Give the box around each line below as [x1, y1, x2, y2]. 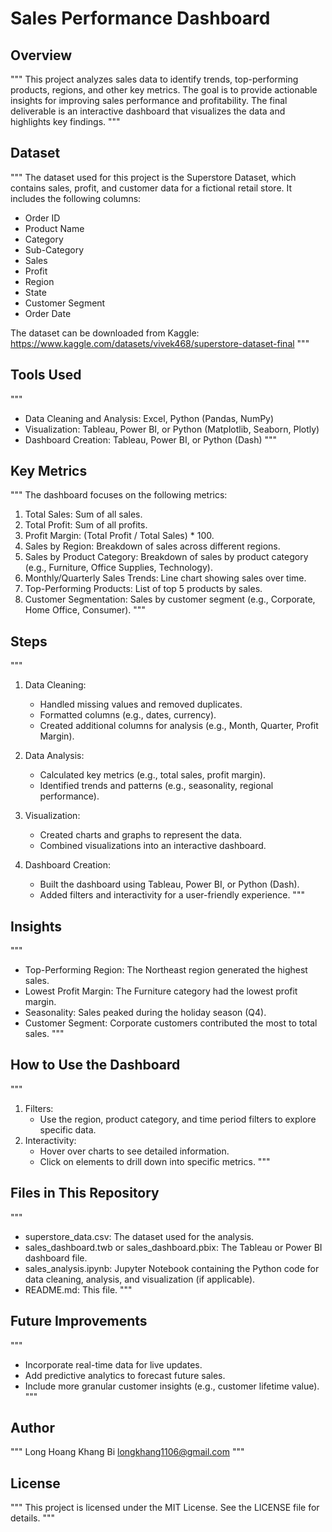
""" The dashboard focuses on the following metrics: [10, 489, 228, 501]
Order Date [24, 307, 72, 319]
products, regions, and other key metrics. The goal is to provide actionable [10, 84, 318, 96]
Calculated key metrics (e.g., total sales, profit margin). [39, 769, 267, 781]
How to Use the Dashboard [10, 1057, 181, 1074]
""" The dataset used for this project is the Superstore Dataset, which [10, 171, 297, 183]
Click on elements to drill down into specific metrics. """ [39, 1155, 271, 1167]
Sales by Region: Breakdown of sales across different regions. [24, 540, 281, 552]
